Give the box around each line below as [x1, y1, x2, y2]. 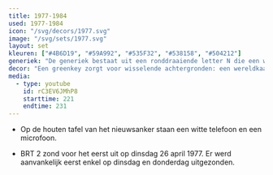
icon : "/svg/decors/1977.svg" [8, 27, 111, 35]
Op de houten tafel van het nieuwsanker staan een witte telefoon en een [19, 125, 262, 134]
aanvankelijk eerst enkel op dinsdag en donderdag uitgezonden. [19, 157, 236, 167]
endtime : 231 [23, 102, 67, 110]
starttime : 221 [23, 95, 75, 103]
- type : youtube [15, 79, 71, 87]
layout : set [8, 42, 49, 50]
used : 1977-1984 [8, 19, 63, 28]
